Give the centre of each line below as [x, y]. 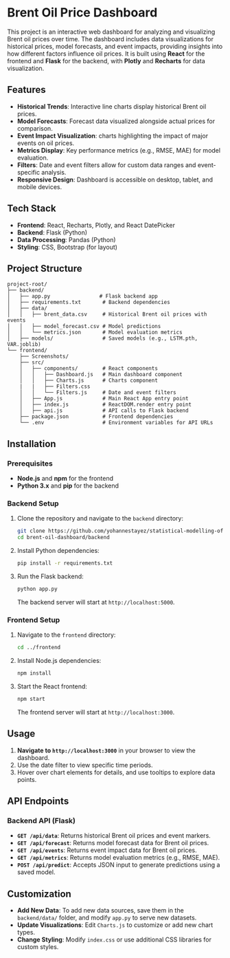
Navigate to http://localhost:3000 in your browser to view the [106, 750]
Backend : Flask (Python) [52, 232]
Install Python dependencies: [58, 551]
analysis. [54, 172]
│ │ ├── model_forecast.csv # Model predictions [84, 327]
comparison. [35, 128]
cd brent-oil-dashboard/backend [63, 538]
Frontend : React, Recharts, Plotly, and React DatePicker [96, 225]
